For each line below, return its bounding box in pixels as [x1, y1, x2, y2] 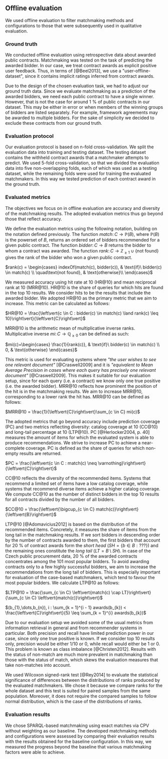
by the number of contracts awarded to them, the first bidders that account [5, 537, 160, 543]
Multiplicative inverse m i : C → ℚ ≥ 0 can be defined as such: [5, 331, 129, 338]
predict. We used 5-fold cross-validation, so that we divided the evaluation [5, 160, 159, 166]
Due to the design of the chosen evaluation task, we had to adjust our [5, 83, 149, 89]
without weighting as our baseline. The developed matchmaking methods [5, 727, 157, 733]
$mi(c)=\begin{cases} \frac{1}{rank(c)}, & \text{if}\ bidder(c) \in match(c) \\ [5, 342, 160, 348]
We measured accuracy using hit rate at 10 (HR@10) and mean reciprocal [5, 279, 156, 285]
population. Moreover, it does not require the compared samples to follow [5, 693, 157, 699]
